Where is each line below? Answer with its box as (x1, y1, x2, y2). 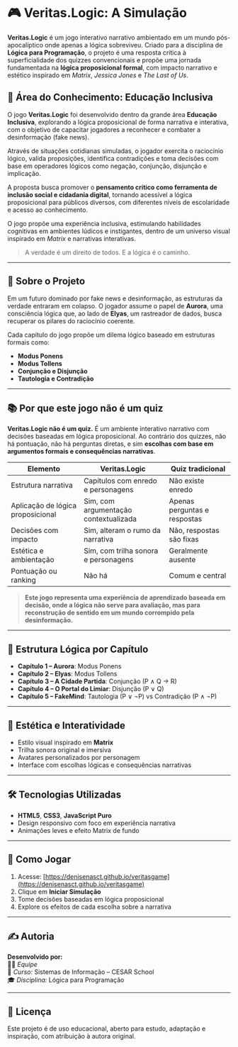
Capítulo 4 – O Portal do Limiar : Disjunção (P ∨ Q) (17, 685, 164, 693)
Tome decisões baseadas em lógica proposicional (17, 895, 164, 903)
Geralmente (169, 546, 208, 556)
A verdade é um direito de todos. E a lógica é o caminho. (24, 248, 190, 257)
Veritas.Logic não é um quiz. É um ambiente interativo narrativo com (7, 425, 210, 433)
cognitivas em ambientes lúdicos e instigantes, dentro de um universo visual (7, 227, 230, 235)
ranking (11, 575, 37, 585)
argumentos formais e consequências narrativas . (7, 447, 156, 456)
